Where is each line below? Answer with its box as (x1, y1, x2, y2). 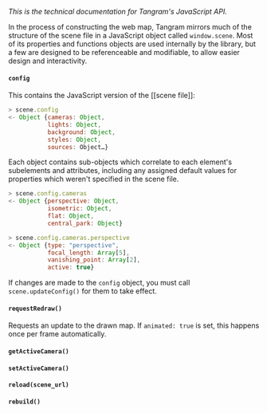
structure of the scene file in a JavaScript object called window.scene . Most (8, 31, 253, 40)
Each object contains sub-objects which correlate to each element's (8, 157, 233, 167)
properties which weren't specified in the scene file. (8, 175, 179, 184)
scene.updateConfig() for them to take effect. (8, 286, 157, 296)
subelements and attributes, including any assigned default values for (8, 166, 238, 175)
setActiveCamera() (8, 364, 69, 372)
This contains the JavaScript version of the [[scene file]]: (8, 91, 195, 100)
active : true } (47, 263, 94, 272)
